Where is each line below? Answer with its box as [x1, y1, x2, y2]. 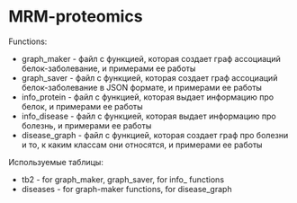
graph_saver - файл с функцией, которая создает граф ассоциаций [21, 72, 278, 83]
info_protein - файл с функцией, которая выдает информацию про [21, 92, 274, 102]
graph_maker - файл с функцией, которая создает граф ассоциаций [21, 53, 281, 64]
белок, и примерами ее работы [21, 101, 143, 111]
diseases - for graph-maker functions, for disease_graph [21, 183, 232, 194]
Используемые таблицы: [8, 156, 104, 167]
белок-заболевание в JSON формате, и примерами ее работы [21, 82, 263, 93]
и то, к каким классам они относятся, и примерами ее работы [21, 139, 263, 150]
